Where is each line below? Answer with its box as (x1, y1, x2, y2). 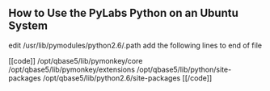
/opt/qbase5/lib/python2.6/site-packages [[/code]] (43, 72, 213, 83)
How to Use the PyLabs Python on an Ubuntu (8, 6, 238, 20)
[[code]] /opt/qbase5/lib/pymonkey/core (8, 56, 143, 65)
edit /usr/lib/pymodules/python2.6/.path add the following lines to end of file (8, 40, 263, 50)
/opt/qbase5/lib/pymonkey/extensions (8, 64, 136, 74)
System (8, 19, 49, 33)
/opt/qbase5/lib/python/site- (136, 64, 232, 74)
